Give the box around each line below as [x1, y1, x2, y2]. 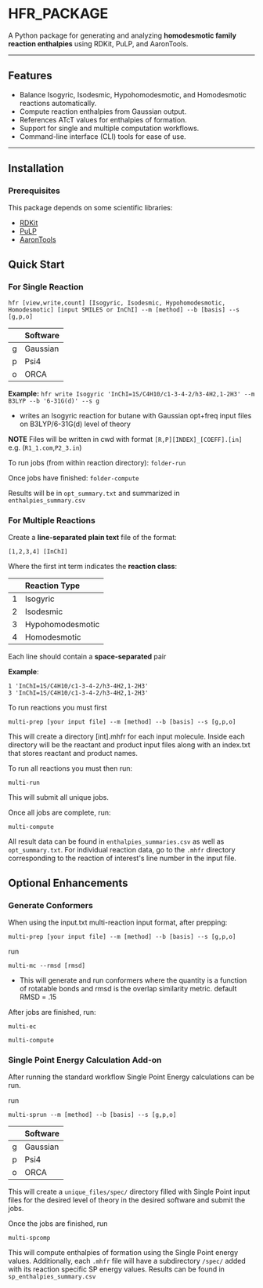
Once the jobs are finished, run [8, 1219, 108, 1228]
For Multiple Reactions [8, 515, 95, 526]
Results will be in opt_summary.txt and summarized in [8, 488, 180, 498]
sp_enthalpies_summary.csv [8, 1273, 96, 1281]
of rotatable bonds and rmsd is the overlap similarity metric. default [19, 984, 237, 994]
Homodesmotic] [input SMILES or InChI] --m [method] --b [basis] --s [8, 306, 240, 314]
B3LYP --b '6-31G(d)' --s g [8, 397, 100, 405]
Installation [8, 162, 64, 175]
